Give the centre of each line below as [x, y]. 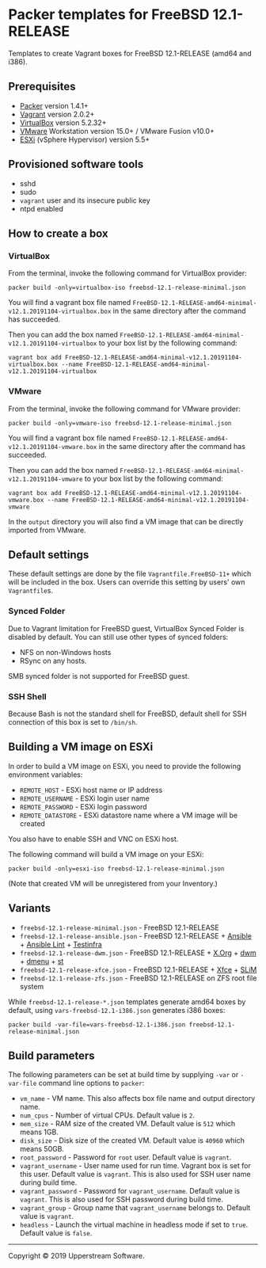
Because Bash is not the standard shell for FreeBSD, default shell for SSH [127, 714]
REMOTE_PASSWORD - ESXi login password [84, 806]
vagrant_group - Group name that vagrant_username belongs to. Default [135, 1208]
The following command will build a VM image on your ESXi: [106, 854]
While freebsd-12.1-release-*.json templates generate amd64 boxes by [127, 1001]
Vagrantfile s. [31, 591]
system [32, 986]
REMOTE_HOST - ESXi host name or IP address [91, 790]
